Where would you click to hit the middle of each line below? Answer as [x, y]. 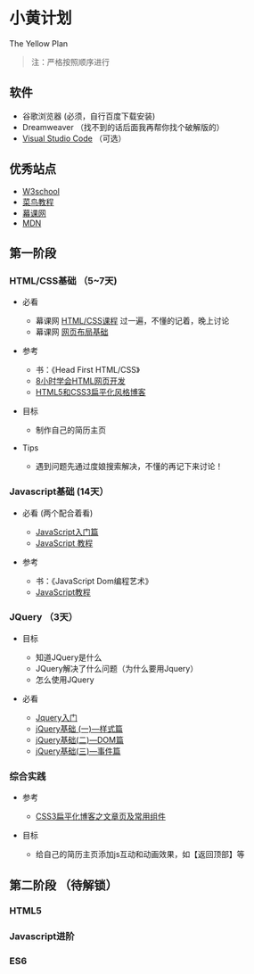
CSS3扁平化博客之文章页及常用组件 [101, 816]
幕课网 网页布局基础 [72, 332]
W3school [41, 191]
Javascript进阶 [42, 937]
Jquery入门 [56, 717]
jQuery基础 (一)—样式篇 [79, 729]
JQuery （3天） [44, 617]
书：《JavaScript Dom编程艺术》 [94, 581]
